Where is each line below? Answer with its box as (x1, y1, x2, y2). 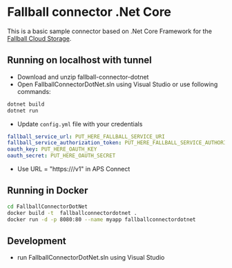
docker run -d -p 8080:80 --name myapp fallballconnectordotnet (7, 216, 196, 223)
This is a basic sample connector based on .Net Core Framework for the (7, 27, 213, 35)
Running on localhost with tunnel (7, 55, 152, 66)
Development (7, 235, 67, 247)
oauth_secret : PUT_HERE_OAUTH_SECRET (7, 153, 116, 160)
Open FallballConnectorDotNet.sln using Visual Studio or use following (17, 80, 218, 88)
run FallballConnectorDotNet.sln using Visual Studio (17, 253, 165, 262)
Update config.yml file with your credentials (17, 119, 143, 128)
